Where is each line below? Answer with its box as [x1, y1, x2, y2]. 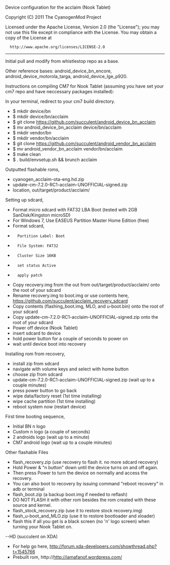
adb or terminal [12, 486, 45, 492]
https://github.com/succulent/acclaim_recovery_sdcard [12, 298, 128, 304]
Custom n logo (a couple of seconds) [12, 429, 91, 435]
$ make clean [12, 152, 41, 157]
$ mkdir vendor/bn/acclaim [12, 135, 69, 141]
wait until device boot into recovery [12, 341, 87, 347]
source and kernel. [12, 502, 52, 508]
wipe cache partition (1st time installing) [12, 398, 96, 404]
